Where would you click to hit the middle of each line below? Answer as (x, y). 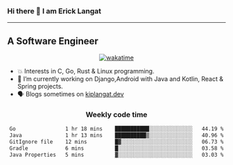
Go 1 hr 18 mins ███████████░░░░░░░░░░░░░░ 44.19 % (116, 129)
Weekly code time (116, 115)
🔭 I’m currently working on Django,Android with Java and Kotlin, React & (120, 79)
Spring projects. (40, 87)
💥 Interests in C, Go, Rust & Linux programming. (86, 71)
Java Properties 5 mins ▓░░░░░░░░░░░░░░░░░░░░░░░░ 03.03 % (116, 155)
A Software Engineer (53, 41)
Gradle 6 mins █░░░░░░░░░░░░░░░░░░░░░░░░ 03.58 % (116, 148)
